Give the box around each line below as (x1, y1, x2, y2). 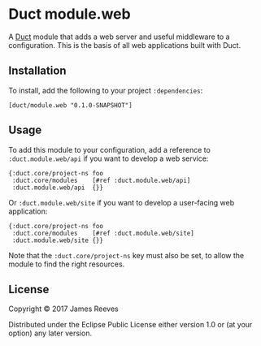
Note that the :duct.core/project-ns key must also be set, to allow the (8, 250, 245, 260)
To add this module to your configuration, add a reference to (8, 145, 211, 154)
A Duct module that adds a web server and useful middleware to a (8, 32, 230, 41)
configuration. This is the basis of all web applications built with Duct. (8, 40, 241, 50)
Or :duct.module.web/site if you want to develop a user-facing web (8, 197, 235, 207)
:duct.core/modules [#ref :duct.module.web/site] (11, 229, 195, 237)
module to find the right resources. (8, 259, 125, 269)
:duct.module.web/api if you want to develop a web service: (8, 154, 209, 163)
